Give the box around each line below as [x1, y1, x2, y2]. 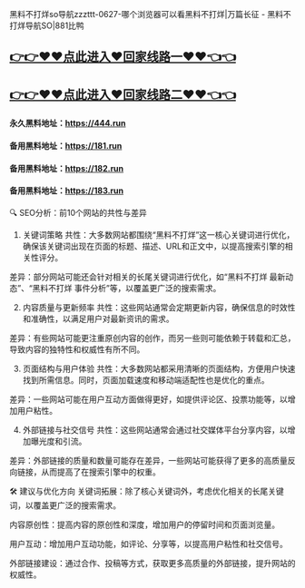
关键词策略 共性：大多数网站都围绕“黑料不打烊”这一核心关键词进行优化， [22, 229, 295, 240]
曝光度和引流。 [30, 436, 87, 446]
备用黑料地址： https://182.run [9, 162, 124, 173]
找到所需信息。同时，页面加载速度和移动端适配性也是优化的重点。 [22, 374, 270, 385]
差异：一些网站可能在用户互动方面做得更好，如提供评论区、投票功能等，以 [9, 394, 288, 405]
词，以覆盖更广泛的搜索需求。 [9, 499, 121, 511]
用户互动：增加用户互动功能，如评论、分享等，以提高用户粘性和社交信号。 [9, 538, 288, 549]
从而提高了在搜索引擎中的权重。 [40, 466, 161, 477]
